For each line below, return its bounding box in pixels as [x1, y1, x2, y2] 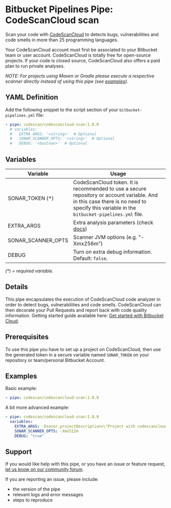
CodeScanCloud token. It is [73, 179, 138, 186]
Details [5, 282, 28, 292]
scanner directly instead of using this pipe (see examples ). [5, 78, 129, 84]
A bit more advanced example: [5, 404, 70, 410]
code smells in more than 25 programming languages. [5, 37, 119, 43]
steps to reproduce [12, 497, 53, 503]
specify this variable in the [73, 204, 136, 211]
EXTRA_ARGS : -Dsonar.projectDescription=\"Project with [14, 424, 136, 429]
